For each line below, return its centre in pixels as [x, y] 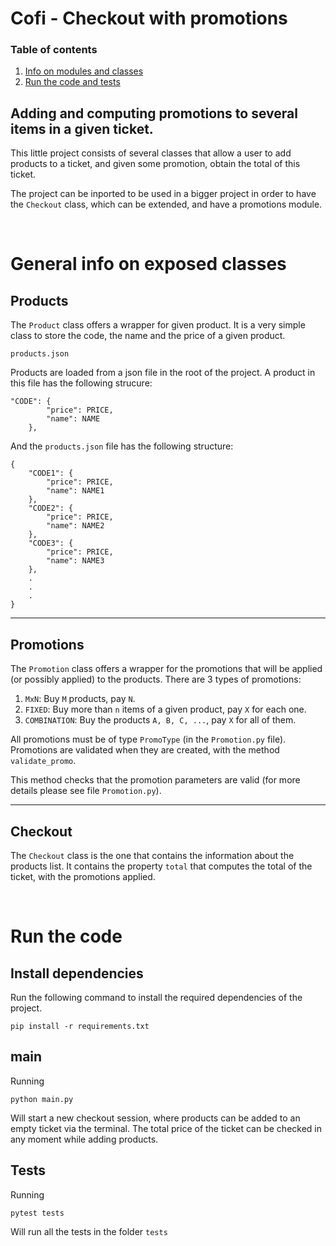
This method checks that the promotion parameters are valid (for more [155, 780]
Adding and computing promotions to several [154, 113]
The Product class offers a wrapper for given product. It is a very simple [158, 325]
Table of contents [54, 50]
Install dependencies [77, 973]
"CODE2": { [51, 508]
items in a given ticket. [82, 128]
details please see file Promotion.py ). [86, 791]
